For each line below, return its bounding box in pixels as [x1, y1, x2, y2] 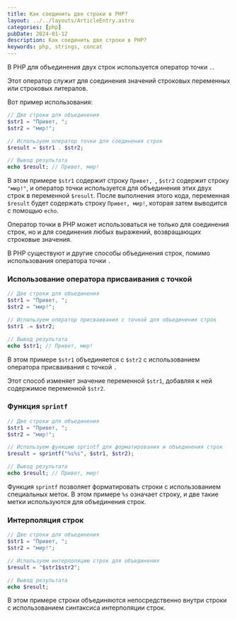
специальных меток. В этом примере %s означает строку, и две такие [7, 490, 219, 498]
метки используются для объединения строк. [7, 497, 146, 506]
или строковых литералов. [7, 84, 88, 92]
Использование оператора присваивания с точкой [7, 274, 192, 284]
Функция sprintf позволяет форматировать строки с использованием [7, 482, 221, 491]
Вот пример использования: [7, 98, 93, 106]
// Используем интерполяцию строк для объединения [7, 557, 160, 564]
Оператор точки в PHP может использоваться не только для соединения [7, 221, 229, 229]
